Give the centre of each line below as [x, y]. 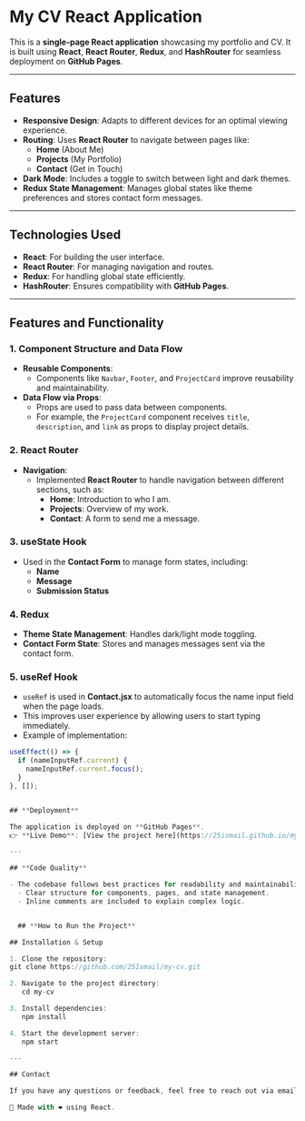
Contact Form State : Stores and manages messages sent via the [144, 644]
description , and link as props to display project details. [143, 427]
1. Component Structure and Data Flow [96, 348]
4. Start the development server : [75, 1033]
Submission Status [73, 591]
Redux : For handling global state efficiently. [104, 276]
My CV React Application [106, 17]
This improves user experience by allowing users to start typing [142, 716]
